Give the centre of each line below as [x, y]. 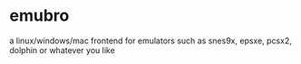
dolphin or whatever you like [62, 50]
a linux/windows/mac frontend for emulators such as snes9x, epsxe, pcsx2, [150, 41]
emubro [39, 16]
